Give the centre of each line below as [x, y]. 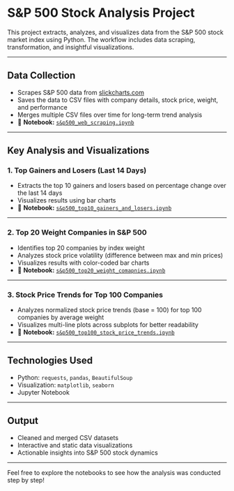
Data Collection [41, 76]
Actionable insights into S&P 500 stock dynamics [87, 453]
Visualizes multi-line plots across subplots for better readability [108, 325]
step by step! [26, 480]
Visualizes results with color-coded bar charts [83, 263]
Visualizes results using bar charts [67, 200]
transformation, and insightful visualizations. [71, 47]
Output [23, 421]
